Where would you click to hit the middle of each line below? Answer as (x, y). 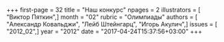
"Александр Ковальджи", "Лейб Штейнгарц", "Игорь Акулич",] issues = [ (112, 24)
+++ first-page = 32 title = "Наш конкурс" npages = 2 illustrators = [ (103, 10)
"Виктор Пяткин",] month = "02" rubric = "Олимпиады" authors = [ (102, 17)
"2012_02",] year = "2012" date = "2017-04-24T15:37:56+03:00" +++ (104, 31)
